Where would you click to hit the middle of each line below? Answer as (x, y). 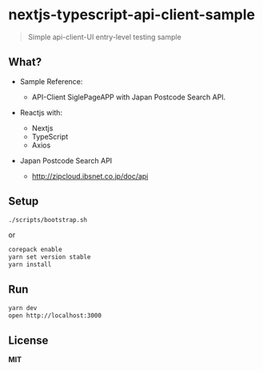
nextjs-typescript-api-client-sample (132, 15)
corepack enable (35, 250)
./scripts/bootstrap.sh (48, 220)
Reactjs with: (41, 112)
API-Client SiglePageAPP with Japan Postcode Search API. (129, 97)
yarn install (30, 265)
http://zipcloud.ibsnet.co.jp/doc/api (90, 176)
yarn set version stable (50, 257)
